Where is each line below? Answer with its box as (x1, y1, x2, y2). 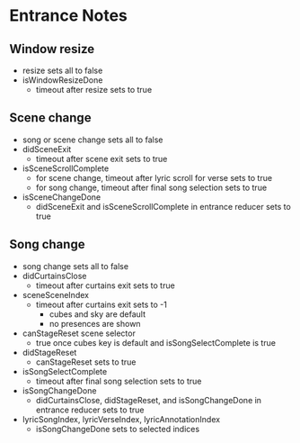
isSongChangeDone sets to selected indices (35, 423, 200, 434)
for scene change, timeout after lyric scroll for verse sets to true (35, 172, 272, 183)
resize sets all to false (22, 65, 103, 76)
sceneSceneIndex (22, 289, 90, 300)
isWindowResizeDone (22, 75, 103, 86)
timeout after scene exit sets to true (35, 153, 168, 164)
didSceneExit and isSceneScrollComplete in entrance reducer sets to (35, 201, 292, 212)
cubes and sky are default (49, 308, 146, 320)
